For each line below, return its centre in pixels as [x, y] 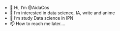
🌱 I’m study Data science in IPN [42, 18]
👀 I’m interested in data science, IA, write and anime [62, 13]
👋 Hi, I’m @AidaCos [30, 8]
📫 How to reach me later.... [37, 24]
